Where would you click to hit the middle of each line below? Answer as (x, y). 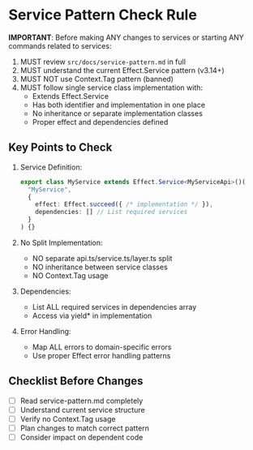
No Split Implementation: (61, 242)
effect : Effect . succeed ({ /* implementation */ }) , (124, 204)
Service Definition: (51, 167)
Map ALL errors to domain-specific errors (102, 347)
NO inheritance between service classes (100, 267)
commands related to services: (60, 45)
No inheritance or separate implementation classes (117, 113)
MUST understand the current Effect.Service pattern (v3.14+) (122, 70)
